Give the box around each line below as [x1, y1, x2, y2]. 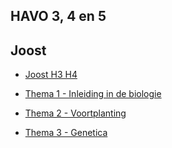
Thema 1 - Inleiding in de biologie [24, 88, 162, 100]
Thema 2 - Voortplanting [24, 107, 127, 119]
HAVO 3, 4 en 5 [10, 8, 107, 25]
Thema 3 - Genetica [24, 127, 108, 139]
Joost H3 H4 [24, 69, 78, 81]
